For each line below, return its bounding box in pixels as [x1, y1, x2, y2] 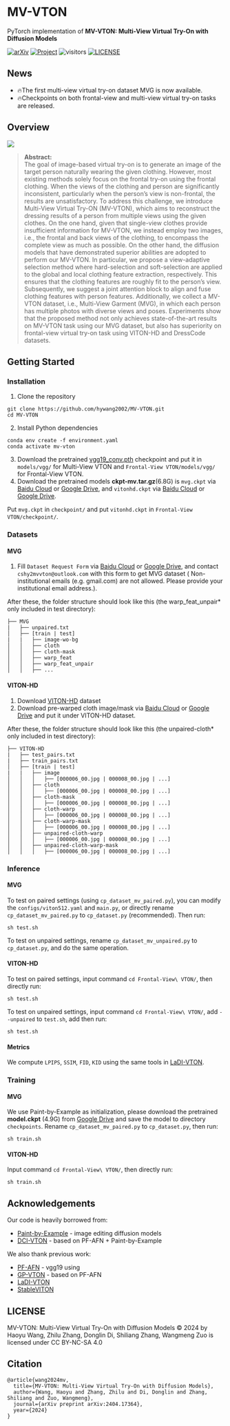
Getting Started [7, 356, 75, 368]
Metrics [7, 1042, 30, 1051]
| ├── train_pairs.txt [7, 757, 79, 764]
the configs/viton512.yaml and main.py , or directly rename [7, 903, 174, 911]
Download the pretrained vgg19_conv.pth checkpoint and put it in [17, 455, 202, 464]
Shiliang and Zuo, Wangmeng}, [7, 1394, 94, 1401]
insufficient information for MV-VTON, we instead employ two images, [23, 226, 223, 235]
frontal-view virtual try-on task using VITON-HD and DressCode [23, 328, 206, 337]
